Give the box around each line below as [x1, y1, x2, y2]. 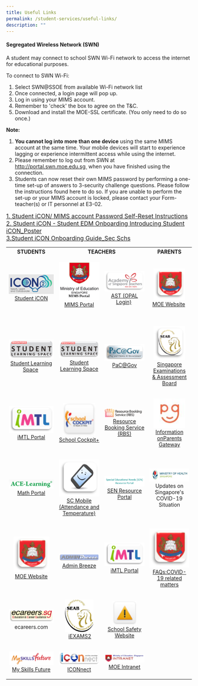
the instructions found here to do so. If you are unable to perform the [14, 188, 182, 195]
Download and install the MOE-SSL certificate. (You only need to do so [14, 108, 187, 115]
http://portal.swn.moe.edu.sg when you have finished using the [14, 162, 170, 170]
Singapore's [154, 488, 184, 496]
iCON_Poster [6, 226, 42, 235]
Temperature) [62, 509, 96, 516]
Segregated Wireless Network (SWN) [6, 41, 100, 48]
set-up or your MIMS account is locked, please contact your [14, 194, 161, 201]
